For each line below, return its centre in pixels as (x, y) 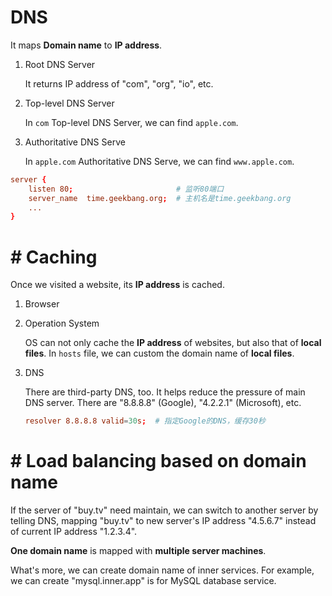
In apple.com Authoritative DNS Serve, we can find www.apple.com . (159, 161)
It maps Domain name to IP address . (86, 45)
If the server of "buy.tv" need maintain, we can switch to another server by (164, 510)
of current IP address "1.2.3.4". (74, 532)
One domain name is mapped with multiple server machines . (138, 551)
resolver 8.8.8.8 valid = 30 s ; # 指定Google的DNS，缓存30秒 (145, 421)
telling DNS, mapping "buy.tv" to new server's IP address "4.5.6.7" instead (163, 521)
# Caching (54, 257)
